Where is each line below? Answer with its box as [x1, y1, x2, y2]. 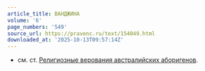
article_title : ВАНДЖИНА [7, 10, 80, 18]
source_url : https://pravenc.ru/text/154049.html [7, 30, 156, 37]
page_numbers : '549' [7, 23, 68, 30]
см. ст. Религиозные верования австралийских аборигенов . [17, 56, 199, 64]
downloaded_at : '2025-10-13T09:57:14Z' [7, 37, 124, 44]
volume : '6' [7, 17, 42, 24]
